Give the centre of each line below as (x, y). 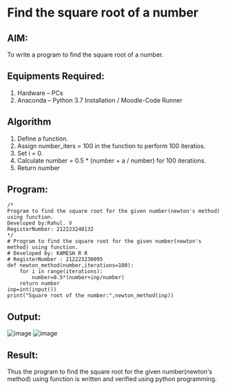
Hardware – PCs (40, 93)
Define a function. (43, 138)
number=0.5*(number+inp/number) (79, 278)
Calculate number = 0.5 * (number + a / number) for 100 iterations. (112, 161)
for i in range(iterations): (61, 271)
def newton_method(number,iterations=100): (71, 266)
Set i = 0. (30, 153)
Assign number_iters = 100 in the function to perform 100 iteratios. (111, 145)
